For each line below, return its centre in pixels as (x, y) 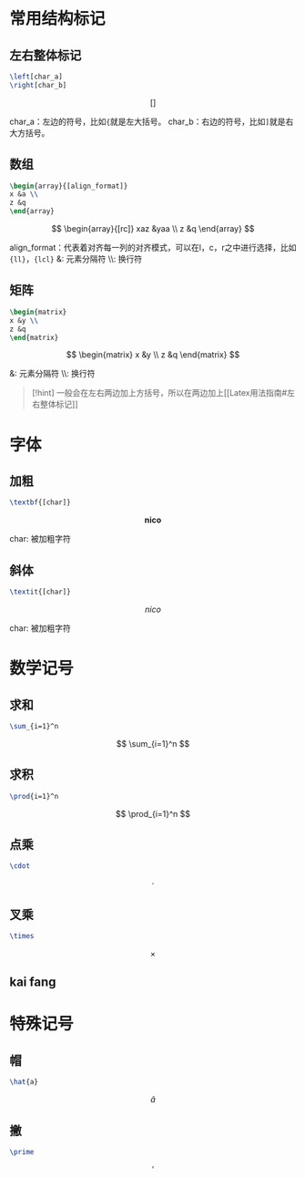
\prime (22, 1152)
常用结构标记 (58, 19)
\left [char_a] (36, 77)
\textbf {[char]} (40, 502)
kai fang (33, 982)
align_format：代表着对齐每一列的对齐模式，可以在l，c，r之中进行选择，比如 (153, 248)
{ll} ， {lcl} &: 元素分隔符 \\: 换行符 (76, 259)
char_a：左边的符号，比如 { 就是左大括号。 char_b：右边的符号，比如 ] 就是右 (152, 121)
